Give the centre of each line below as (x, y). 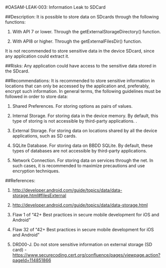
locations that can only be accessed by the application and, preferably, (78, 86)
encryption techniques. (36, 171)
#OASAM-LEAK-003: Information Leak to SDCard (55, 7)
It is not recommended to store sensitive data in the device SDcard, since (80, 51)
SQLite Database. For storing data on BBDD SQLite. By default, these (83, 145)
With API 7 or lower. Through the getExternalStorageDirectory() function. (86, 32)
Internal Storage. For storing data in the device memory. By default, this (85, 116)
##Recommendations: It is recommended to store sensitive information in (80, 81)
